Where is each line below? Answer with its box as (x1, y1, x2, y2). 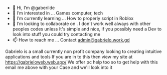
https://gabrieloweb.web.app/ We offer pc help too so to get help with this (5, 59, 158, 65)
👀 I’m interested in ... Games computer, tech (12, 10, 103, 16)
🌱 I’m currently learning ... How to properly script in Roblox (12, 15, 134, 21)
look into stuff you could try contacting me (12, 31, 101, 37)
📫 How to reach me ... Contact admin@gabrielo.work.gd (12, 37, 130, 42)
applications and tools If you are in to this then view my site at (5, 54, 133, 59)
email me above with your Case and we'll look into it (5, 64, 113, 70)
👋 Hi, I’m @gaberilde (12, 5, 55, 10)
